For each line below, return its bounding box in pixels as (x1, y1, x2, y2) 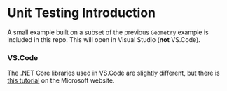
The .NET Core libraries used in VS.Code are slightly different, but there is (7, 69, 220, 78)
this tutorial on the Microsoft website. (7, 76, 115, 85)
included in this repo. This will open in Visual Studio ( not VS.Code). (7, 35, 201, 43)
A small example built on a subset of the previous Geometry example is (7, 28, 209, 36)
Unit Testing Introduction (7, 5, 156, 21)
